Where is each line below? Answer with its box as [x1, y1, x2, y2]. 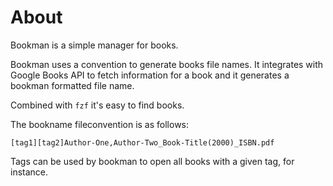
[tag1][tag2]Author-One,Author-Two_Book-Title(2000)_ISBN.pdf [10, 137, 275, 148]
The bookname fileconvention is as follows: [10, 118, 190, 130]
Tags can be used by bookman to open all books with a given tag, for [10, 155, 295, 167]
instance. [10, 166, 49, 178]
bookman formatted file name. [10, 79, 135, 91]
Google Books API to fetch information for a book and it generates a [10, 69, 290, 81]
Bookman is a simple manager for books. [10, 39, 179, 51]
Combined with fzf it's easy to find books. [10, 99, 185, 111]
